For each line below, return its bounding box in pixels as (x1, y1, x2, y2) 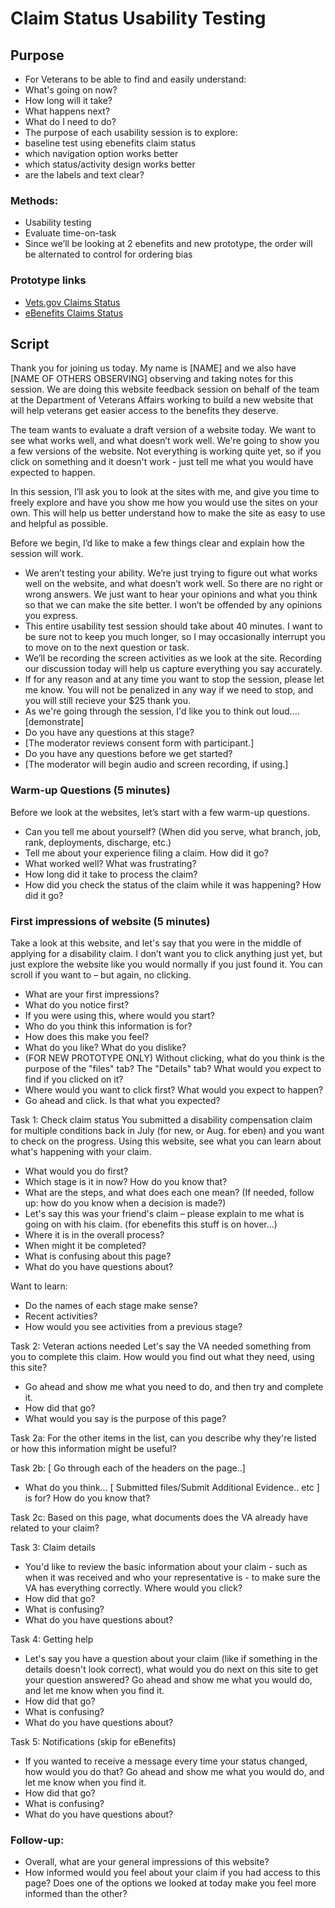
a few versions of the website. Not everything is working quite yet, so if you (10, 445, 322, 457)
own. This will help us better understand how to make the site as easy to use (10, 507, 326, 519)
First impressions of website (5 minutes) (10, 914, 211, 928)
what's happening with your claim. (10, 1146, 152, 1157)
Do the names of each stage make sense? (24, 1300, 198, 1311)
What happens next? (24, 105, 111, 117)
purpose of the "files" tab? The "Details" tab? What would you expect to (24, 1063, 322, 1074)
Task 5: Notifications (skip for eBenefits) (10, 1736, 177, 1747)
